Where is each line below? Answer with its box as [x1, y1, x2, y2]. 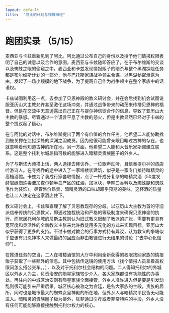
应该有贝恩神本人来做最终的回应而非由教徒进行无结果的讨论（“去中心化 [9, 235, 157, 241]
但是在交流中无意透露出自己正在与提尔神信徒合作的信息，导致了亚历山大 [14, 108, 164, 114]
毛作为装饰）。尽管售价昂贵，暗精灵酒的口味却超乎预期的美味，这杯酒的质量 [5, 186, 162, 192]
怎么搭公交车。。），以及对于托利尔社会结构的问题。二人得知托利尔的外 [14, 265, 157, 271]
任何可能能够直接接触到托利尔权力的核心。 [9, 302, 98, 308]
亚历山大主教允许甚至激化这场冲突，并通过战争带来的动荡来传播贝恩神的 [9, 101, 159, 108]
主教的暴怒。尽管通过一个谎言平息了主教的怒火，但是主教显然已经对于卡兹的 [5, 114, 164, 120]
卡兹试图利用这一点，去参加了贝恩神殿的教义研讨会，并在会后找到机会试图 [5, 95, 159, 101]
